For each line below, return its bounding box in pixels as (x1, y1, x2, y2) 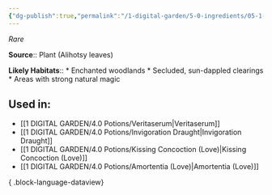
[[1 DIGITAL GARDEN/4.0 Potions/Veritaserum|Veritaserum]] (19, 119, 220, 129)
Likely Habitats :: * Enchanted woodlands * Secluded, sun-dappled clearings (8, 66, 264, 75)
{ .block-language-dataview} (8, 177, 104, 187)
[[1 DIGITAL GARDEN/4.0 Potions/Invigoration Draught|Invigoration (19, 127, 242, 138)
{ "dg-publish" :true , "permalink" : (8, 11, 121, 20)
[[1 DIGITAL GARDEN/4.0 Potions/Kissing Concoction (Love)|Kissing (19, 145, 247, 155)
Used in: (8, 98, 51, 112)
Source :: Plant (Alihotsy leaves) (8, 49, 113, 59)
